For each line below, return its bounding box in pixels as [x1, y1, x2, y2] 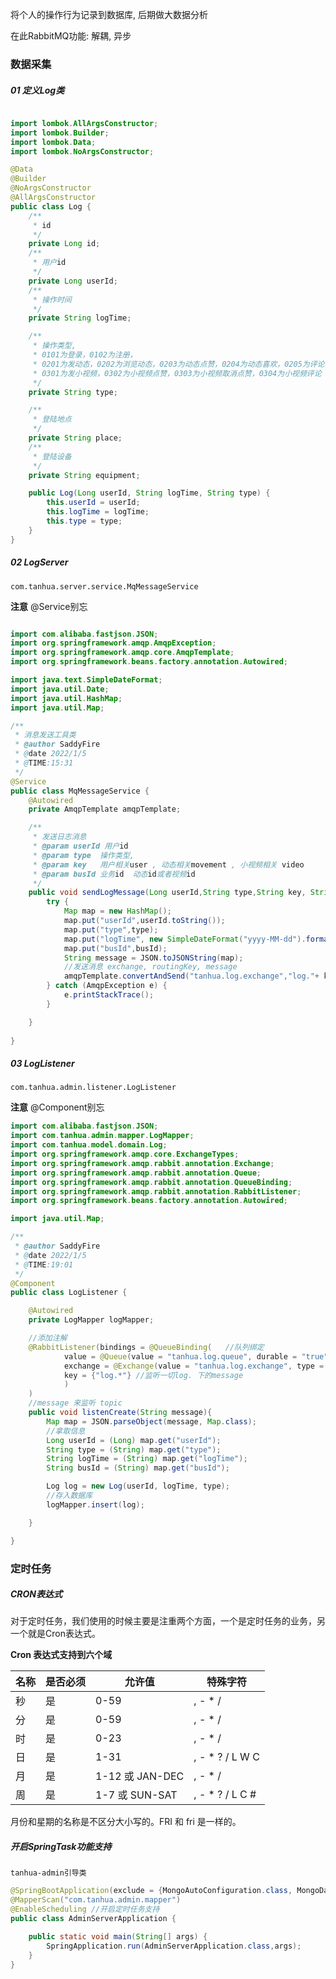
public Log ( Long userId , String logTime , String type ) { [28, 488, 271, 498]
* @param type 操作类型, [32, 850, 135, 860]
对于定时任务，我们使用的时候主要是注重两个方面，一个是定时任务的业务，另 [10, 1615, 326, 1627]
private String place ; [28, 433, 123, 443]
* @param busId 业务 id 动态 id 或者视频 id [32, 869, 196, 879]
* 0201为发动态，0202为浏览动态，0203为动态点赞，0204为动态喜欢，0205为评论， [32, 359, 333, 369]
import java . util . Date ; [10, 684, 110, 694]
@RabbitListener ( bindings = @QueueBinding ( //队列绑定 [28, 1342, 265, 1352]
